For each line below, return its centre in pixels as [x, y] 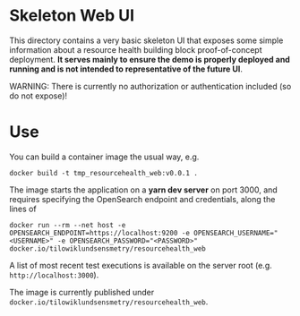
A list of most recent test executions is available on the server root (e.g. [141, 265]
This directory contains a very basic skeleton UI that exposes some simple [146, 40]
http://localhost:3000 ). [54, 275]
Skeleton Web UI [72, 16]
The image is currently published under [82, 292]
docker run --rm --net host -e [68, 225]
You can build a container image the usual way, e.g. [104, 157]
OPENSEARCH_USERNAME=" [236, 233]
